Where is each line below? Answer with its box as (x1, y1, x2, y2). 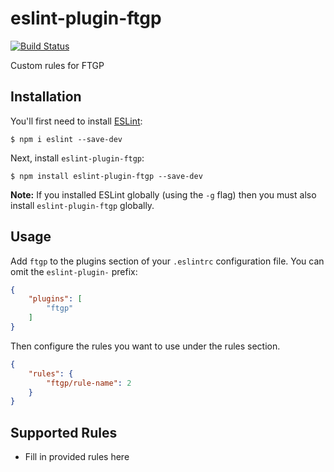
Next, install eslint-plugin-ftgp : (10, 152, 145, 164)
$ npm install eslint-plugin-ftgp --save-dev (10, 171, 203, 181)
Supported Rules (10, 424, 118, 441)
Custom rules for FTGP (10, 59, 105, 71)
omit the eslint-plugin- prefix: (10, 265, 138, 277)
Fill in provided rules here (24, 451, 130, 463)
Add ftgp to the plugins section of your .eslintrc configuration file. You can (10, 255, 325, 267)
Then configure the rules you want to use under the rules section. (10, 340, 281, 352)
